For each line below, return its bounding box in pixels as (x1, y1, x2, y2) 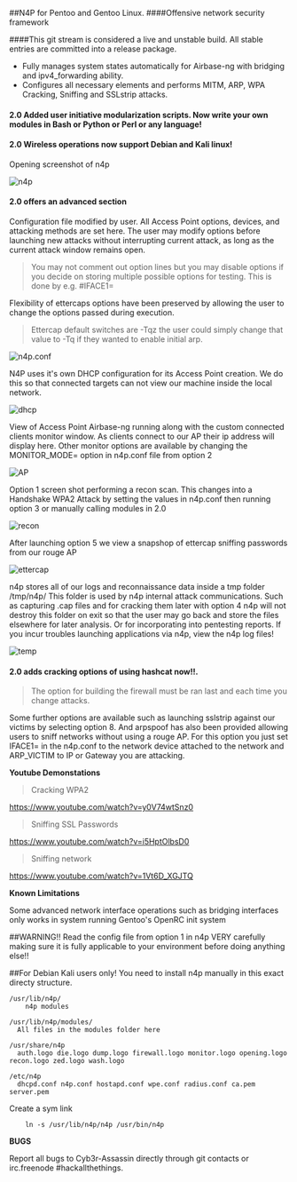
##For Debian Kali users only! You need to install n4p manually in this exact (9, 968, 285, 979)
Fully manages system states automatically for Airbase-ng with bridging (21, 61, 285, 71)
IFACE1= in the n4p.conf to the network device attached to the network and (9, 741, 285, 751)
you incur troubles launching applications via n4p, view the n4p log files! (9, 629, 275, 639)
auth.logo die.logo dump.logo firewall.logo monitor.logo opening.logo (17, 1049, 288, 1058)
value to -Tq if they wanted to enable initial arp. (30, 334, 203, 345)
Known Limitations (9, 888, 80, 899)
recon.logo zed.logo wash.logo (9, 1057, 125, 1066)
